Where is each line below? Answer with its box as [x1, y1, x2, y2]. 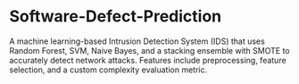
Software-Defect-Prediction [9, 6, 222, 27]
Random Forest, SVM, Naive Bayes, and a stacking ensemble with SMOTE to [9, 45, 290, 55]
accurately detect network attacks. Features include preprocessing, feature [9, 55, 287, 65]
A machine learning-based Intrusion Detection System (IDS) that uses [9, 36, 265, 46]
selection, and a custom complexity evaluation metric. [9, 64, 208, 75]
